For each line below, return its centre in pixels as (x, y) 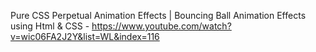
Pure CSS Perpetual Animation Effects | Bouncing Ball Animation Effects (158, 15)
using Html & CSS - (50, 26)
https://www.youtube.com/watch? (161, 26)
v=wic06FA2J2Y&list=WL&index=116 (85, 36)
